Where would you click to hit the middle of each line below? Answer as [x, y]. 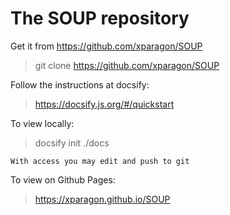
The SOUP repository [100, 18]
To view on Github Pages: [63, 179]
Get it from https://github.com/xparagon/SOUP [106, 46]
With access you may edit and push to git [100, 161]
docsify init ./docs [72, 143]
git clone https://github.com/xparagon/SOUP [127, 65]
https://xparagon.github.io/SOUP [102, 199]
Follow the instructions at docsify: [80, 84]
